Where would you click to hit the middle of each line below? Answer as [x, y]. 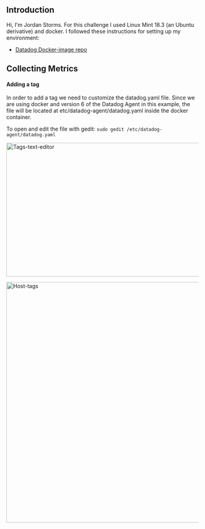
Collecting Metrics [42, 69]
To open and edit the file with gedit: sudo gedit [65, 129]
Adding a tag [23, 84]
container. [19, 117]
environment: [23, 38]
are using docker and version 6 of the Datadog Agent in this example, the [98, 104]
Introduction [31, 10]
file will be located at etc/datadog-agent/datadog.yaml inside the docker [97, 111]
